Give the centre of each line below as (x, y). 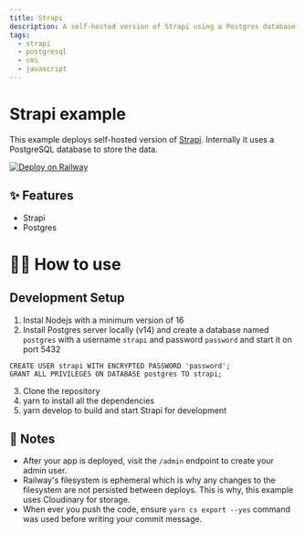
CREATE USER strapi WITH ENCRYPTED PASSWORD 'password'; (120, 366)
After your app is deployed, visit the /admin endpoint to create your (148, 461)
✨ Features (42, 196)
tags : (20, 35)
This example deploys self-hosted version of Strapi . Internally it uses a (142, 139)
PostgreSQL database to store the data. (84, 149)
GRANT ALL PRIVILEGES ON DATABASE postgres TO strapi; (116, 374)
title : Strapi (37, 18)
